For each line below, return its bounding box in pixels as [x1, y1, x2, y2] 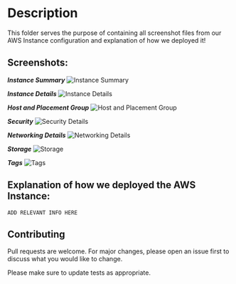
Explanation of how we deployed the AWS [7, 179, 196, 191]
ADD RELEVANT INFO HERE [7, 209, 78, 216]
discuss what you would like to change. [7, 255, 123, 263]
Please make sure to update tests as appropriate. [7, 268, 151, 277]
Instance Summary [7, 75, 65, 84]
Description [7, 5, 78, 21]
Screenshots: [7, 57, 69, 69]
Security [7, 117, 33, 125]
